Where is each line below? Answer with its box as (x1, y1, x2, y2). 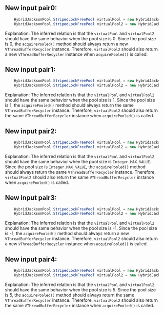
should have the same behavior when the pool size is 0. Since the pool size (5, 35, 156, 41)
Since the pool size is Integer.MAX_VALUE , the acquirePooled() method (5, 164, 145, 170)
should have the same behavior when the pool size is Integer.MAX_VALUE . (5, 158, 151, 164)
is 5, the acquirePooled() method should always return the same (5, 292, 135, 298)
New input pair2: (5, 127, 57, 135)
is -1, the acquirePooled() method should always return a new (5, 231, 129, 236)
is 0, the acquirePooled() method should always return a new (5, 41, 128, 47)
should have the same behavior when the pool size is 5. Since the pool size (5, 287, 156, 292)
